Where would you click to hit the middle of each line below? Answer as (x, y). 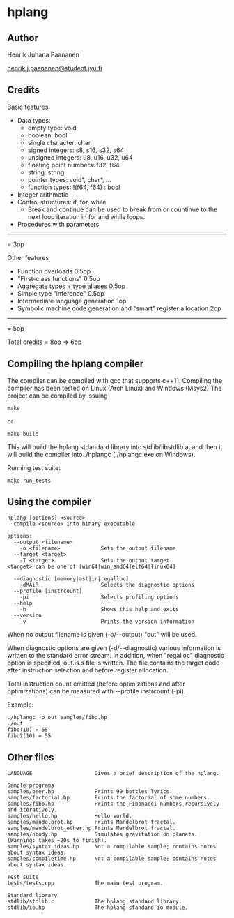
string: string (46, 172)
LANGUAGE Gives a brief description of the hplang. (113, 774)
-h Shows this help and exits (99, 610)
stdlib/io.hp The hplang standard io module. (98, 908)
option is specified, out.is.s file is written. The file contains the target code (114, 663)
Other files (31, 757)
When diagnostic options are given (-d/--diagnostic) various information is (114, 648)
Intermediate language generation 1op (72, 301)
